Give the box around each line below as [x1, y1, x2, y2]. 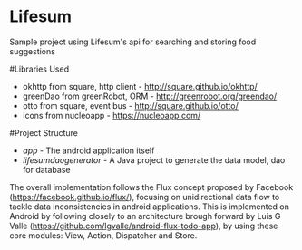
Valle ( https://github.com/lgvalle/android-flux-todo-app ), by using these [9, 220, 278, 231]
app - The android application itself [22, 145, 155, 156]
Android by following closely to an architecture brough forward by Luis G [9, 210, 281, 221]
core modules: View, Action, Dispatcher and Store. [9, 229, 198, 241]
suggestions [9, 45, 56, 56]
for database [22, 164, 71, 175]
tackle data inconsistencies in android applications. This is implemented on [9, 201, 290, 212]
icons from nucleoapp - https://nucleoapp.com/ [22, 110, 201, 120]
